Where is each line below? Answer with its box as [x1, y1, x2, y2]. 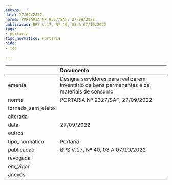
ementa [8, 81, 27, 88]
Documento [60, 66, 90, 74]
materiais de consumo [60, 88, 114, 95]
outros [8, 129, 24, 136]
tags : [5, 27, 17, 32]
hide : [5, 41, 17, 46]
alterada [8, 113, 28, 120]
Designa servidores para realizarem [60, 75, 146, 82]
